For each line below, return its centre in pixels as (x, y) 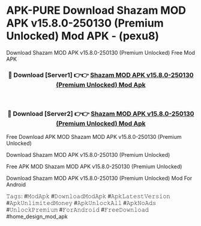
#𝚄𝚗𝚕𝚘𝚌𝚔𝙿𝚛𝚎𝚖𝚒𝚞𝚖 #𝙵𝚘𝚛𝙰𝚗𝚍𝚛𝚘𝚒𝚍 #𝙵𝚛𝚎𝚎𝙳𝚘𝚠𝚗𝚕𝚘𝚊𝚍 (77, 209)
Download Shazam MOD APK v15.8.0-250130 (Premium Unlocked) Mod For (99, 178)
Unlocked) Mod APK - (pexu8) (83, 36)
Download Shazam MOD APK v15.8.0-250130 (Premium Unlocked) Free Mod (101, 52)
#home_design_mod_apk (37, 216)
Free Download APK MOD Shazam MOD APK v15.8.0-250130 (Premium (94, 136)
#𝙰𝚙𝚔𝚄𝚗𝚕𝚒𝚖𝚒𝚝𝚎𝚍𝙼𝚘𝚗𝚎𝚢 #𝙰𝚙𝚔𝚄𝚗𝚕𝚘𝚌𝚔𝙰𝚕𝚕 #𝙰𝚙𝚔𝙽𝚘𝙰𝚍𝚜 (81, 203)
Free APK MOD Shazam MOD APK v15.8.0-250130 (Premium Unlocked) (94, 166)
